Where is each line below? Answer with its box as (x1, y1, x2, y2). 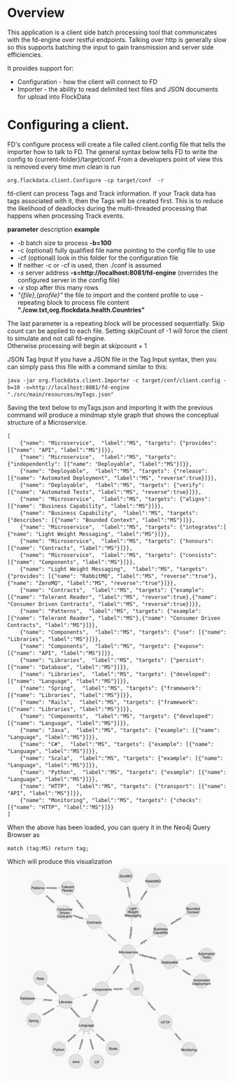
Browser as (7, 830, 40, 838)
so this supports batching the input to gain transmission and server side (7, 43, 215, 51)
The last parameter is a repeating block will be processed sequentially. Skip (7, 319, 225, 327)
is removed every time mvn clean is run (7, 163, 121, 171)
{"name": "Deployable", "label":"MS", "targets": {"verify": (20, 481, 205, 488)
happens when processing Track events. (7, 212, 124, 220)
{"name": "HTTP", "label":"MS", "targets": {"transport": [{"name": (20, 782, 227, 789)
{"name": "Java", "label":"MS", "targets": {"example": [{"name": (20, 726, 220, 733)
